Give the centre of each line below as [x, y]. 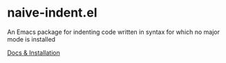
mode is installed [31, 39]
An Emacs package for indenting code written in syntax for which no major [113, 32]
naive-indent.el [52, 13]
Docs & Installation [34, 53]
